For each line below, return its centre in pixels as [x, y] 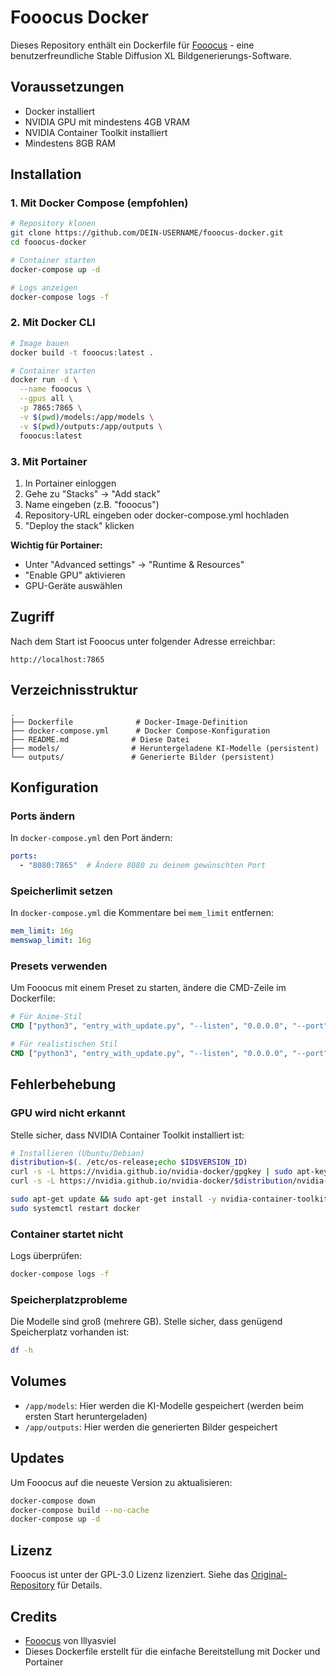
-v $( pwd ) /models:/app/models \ [87, 417]
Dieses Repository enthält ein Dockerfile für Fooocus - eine [132, 45]
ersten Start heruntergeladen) [86, 1416]
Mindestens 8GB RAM [70, 143]
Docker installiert [59, 111]
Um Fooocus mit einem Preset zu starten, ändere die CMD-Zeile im [148, 988]
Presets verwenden [59, 966]
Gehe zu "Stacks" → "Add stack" [92, 493]
